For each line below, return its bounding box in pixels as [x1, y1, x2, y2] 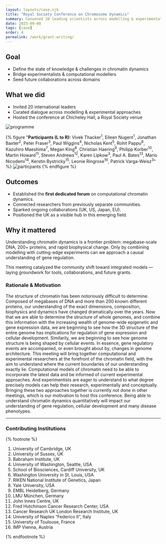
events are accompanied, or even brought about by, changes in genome [5, 345, 152, 351]
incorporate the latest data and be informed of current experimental [5, 371, 143, 377]
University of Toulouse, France [12, 519, 75, 525]
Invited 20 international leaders [12, 104, 76, 110]
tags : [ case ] [5, 26, 33, 31]
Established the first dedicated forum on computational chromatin [12, 191, 148, 197]
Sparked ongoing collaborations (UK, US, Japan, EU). [12, 206, 121, 212]
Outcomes [5, 178, 38, 186]
